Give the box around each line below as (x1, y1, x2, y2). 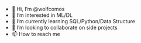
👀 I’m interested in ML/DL (11, 12, 73, 19)
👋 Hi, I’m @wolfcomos (11, 6, 65, 12)
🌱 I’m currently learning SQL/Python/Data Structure (11, 18, 136, 24)
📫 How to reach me (11, 31, 60, 37)
